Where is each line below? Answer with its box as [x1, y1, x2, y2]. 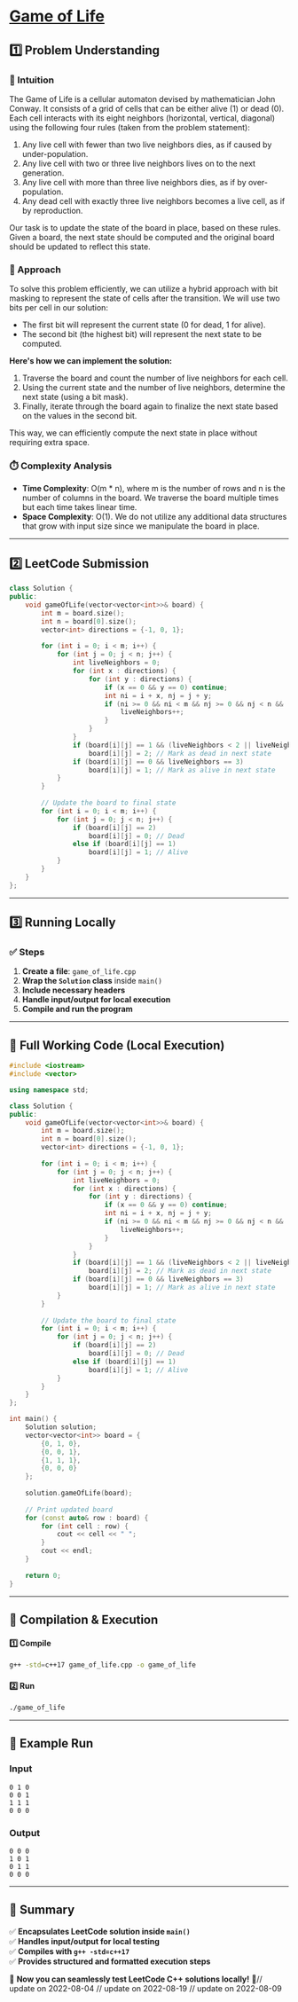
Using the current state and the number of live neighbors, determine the [21, 382, 286, 393]
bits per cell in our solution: [9, 302, 109, 313]
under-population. [21, 148, 89, 159]
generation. [21, 167, 65, 178]
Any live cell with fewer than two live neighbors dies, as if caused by [21, 139, 272, 150]
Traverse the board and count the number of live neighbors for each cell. [21, 373, 288, 383]
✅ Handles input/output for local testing [9, 1935, 160, 1946]
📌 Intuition [9, 74, 55, 86]
